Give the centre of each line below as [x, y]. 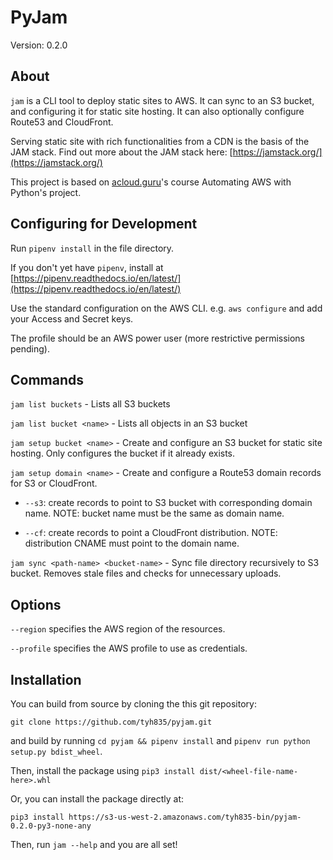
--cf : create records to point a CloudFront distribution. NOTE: [151, 533]
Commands [47, 379]
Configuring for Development [104, 224]
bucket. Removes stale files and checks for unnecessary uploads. [146, 573]
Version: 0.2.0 [39, 45]
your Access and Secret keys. [72, 318]
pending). [30, 348]
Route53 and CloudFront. [62, 122]
